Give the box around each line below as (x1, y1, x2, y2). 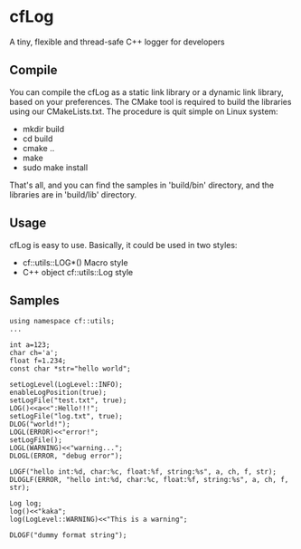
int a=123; (9, 341, 51, 350)
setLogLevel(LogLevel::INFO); (9, 380, 124, 390)
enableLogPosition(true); (9, 388, 107, 398)
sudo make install (22, 161, 89, 173)
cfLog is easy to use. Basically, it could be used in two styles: (9, 239, 238, 250)
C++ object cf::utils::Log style (22, 266, 134, 277)
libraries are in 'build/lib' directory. (9, 188, 137, 200)
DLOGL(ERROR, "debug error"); (9, 451, 124, 461)
